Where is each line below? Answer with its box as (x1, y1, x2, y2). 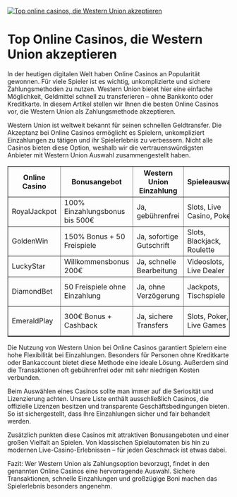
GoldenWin (11, 236, 49, 246)
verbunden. (7, 373, 41, 381)
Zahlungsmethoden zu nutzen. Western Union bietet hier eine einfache (7, 85, 213, 93)
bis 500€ (63, 215, 95, 225)
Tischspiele (186, 290, 226, 300)
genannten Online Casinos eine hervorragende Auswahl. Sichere (7, 467, 195, 475)
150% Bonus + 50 (63, 232, 126, 241)
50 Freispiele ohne (63, 282, 126, 292)
